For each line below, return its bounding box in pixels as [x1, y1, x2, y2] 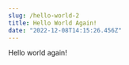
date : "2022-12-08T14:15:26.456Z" [8, 26, 123, 34]
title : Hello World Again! [8, 19, 97, 27]
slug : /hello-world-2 [8, 11, 80, 20]
